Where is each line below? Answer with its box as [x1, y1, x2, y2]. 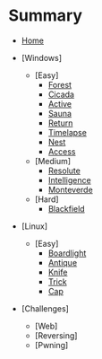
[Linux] [21, 221, 48, 232]
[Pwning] [34, 339, 69, 350]
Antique [47, 257, 78, 267]
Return [47, 118, 73, 128]
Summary [8, 5, 82, 26]
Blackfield [47, 203, 86, 214]
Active [47, 98, 72, 109]
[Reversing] [34, 329, 78, 341]
